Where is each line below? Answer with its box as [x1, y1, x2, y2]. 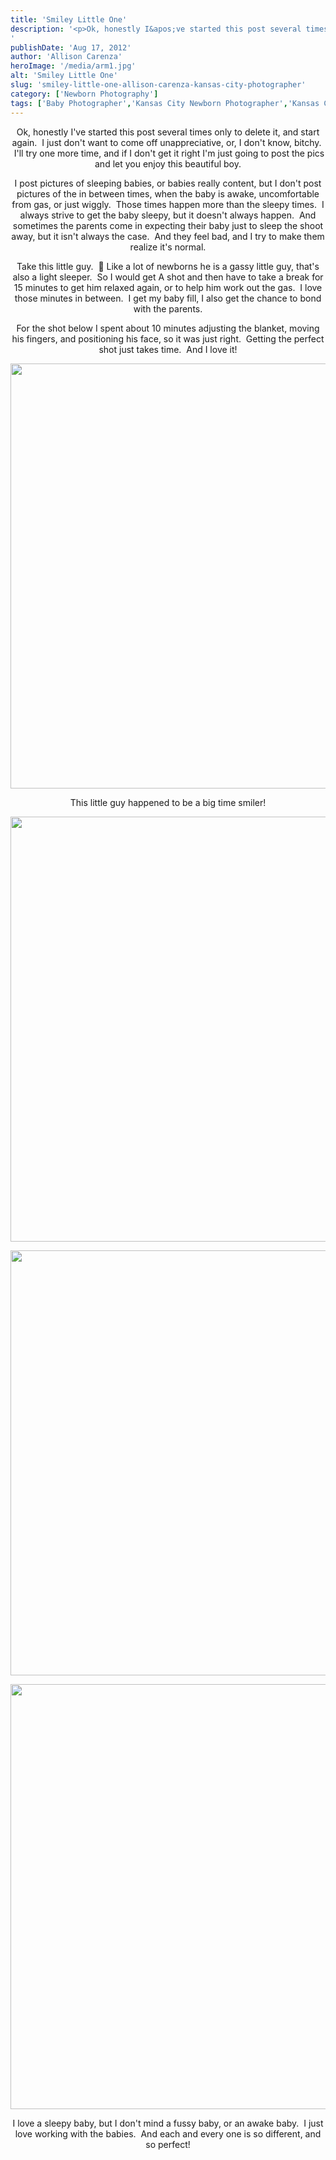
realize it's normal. [129, 241, 207, 253]
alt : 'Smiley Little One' [10, 71, 118, 81]
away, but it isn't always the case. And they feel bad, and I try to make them [11, 230, 325, 242]
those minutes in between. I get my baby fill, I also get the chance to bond [14, 292, 322, 304]
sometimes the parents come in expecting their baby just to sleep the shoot [12, 219, 324, 231]
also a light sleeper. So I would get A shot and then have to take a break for [12, 271, 324, 283]
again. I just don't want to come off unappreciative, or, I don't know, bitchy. [11, 136, 322, 148]
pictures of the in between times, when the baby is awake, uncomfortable [16, 187, 320, 200]
